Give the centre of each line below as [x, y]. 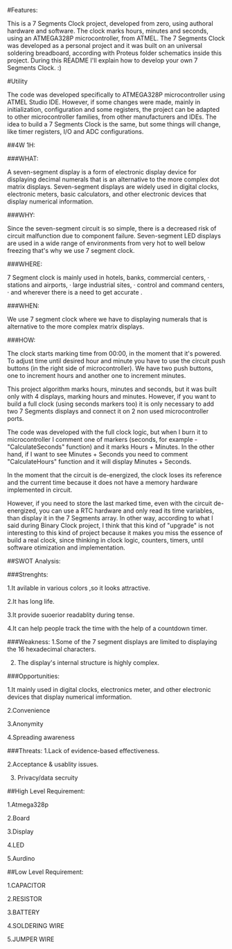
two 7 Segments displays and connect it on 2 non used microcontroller [108, 411]
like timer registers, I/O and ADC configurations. [75, 132]
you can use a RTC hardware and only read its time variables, [127, 511]
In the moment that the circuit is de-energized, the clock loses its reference [115, 475]
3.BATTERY [24, 912]
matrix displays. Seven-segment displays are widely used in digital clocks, [113, 187]
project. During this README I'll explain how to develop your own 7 [102, 60]
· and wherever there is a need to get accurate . [75, 292]
